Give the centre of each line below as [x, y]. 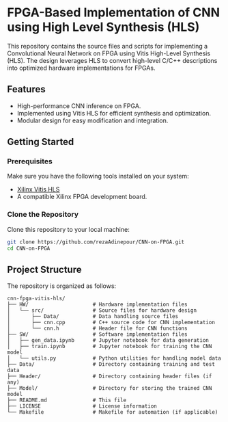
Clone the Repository [43, 215]
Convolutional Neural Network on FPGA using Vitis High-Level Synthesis [109, 53]
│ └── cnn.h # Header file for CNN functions [97, 329]
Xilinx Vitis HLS [38, 189]
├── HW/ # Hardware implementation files [97, 305]
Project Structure [44, 269]
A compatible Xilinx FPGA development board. [82, 197]
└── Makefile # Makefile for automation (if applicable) [113, 412]
